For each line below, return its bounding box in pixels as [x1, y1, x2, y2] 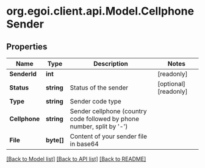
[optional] [157, 80, 186, 88]
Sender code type [70, 97, 122, 105]
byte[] [45, 136, 64, 144]
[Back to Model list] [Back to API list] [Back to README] [6, 155, 146, 163]
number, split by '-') [70, 122, 128, 130]
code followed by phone [70, 114, 139, 123]
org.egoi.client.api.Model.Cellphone [6, 4, 194, 18]
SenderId [9, 70, 37, 78]
